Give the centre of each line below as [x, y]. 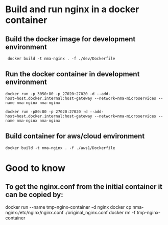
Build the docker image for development [70, 39]
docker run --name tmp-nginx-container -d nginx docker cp [68, 207]
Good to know [35, 168]
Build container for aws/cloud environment [75, 136]
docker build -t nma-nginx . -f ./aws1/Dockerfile [60, 148]
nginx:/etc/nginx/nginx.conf [34, 212]
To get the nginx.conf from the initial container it [84, 187]
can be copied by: [34, 195]
